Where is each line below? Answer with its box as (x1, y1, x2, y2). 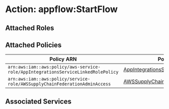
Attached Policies (5, 40, 62, 49)
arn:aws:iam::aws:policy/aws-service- (8, 64, 101, 70)
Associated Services (5, 97, 72, 105)
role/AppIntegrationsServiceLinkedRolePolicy (8, 69, 119, 75)
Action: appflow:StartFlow (5, 4, 118, 15)
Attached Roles (5, 24, 54, 32)
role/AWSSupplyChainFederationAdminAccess (8, 81, 111, 87)
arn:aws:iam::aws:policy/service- (8, 76, 91, 82)
